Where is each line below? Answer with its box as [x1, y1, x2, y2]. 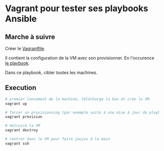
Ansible [5, 13, 37, 24]
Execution [5, 84, 37, 92]
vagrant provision [5, 114, 42, 119]
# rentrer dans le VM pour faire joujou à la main [5, 137, 110, 142]
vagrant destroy [5, 128, 38, 133]
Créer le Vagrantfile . [5, 46, 45, 51]
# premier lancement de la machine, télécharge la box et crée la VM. [5, 96, 152, 101]
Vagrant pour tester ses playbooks [5, 3, 148, 14]
